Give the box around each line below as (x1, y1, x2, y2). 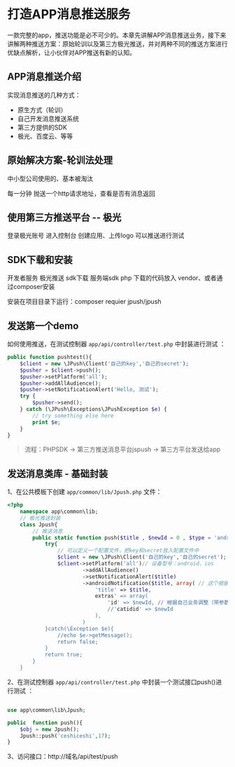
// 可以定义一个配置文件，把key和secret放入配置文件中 (57, 547, 199, 554)
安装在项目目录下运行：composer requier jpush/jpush (7, 297, 162, 306)
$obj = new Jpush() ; (20, 726, 80, 733)
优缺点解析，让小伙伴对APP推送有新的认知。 (7, 48, 136, 57)
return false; (57, 638, 99, 645)
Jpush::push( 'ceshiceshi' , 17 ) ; (20, 732, 111, 739)
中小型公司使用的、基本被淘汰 (7, 174, 93, 183)
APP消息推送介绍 (7, 71, 82, 83)
